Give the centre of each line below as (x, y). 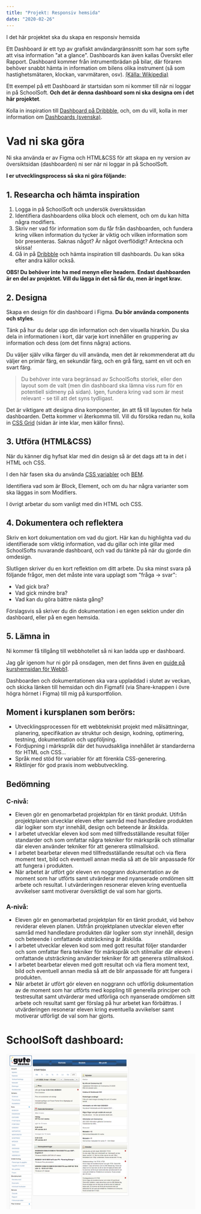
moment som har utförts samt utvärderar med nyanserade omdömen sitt (104, 878)
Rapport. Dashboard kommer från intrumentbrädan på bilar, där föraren (94, 61)
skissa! (23, 248)
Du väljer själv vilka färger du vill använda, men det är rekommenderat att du (100, 355)
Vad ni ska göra (46, 141)
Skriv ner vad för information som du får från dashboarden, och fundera (104, 228)
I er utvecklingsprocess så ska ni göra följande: (66, 176)
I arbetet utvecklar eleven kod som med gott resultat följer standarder (101, 945)
